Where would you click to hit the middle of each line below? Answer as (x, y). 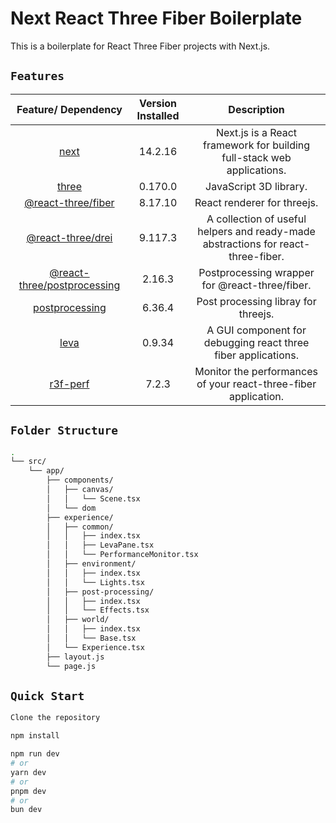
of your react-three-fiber (256, 384)
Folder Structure (64, 430)
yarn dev (28, 772)
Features (37, 76)
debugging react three (256, 342)
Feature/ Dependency (69, 109)
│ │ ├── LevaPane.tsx (100, 545)
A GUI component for (256, 330)
